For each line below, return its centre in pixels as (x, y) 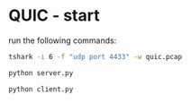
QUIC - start (54, 16)
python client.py (41, 89)
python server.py (41, 73)
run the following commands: (63, 40)
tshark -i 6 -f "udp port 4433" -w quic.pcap (95, 56)
